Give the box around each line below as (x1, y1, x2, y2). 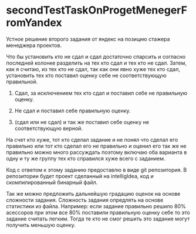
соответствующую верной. (14, 125, 83, 132)
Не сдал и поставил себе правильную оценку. (14, 107, 131, 114)
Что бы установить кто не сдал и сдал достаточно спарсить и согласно (6, 53, 186, 60)
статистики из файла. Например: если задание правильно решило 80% (6, 202, 186, 209)
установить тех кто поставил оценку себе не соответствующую (6, 72, 167, 79)
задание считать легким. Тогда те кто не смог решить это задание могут (6, 215, 190, 222)
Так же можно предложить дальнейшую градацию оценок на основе (6, 190, 181, 197)
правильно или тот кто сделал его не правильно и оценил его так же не (6, 142, 187, 149)
